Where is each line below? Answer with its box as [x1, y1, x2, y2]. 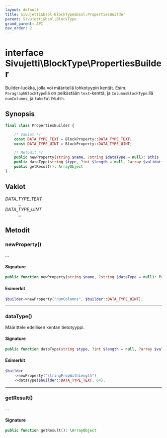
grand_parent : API [5, 21, 43, 26]
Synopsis [5, 110, 35, 118]
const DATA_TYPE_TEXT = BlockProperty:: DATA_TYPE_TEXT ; [14, 136, 133, 142]
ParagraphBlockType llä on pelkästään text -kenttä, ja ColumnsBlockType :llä [5, 90, 154, 96]
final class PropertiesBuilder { [5, 123, 75, 128]
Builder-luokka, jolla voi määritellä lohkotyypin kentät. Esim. [5, 85, 127, 91]
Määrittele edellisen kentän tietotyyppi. [5, 324, 85, 330]
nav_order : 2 [5, 26, 32, 31]
